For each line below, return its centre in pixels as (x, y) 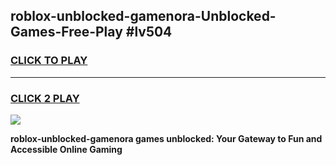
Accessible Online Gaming (66, 149)
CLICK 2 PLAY (45, 98)
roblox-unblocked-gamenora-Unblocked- (143, 16)
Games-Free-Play (66, 32)
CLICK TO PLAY (49, 61)
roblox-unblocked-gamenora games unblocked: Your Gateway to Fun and (166, 138)
